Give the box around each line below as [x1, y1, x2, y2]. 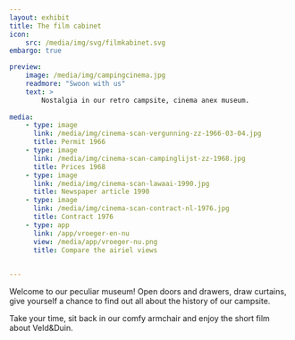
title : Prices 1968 [32, 162, 105, 171]
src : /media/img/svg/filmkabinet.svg [25, 38, 166, 47]
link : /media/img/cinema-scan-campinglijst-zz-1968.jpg [32, 154, 246, 163]
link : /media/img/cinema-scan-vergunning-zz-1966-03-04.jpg [32, 129, 262, 139]
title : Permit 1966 [32, 138, 105, 147]
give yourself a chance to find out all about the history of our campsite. [9, 296, 271, 307]
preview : [9, 63, 42, 72]
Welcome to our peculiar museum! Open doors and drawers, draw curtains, [9, 286, 287, 297]
